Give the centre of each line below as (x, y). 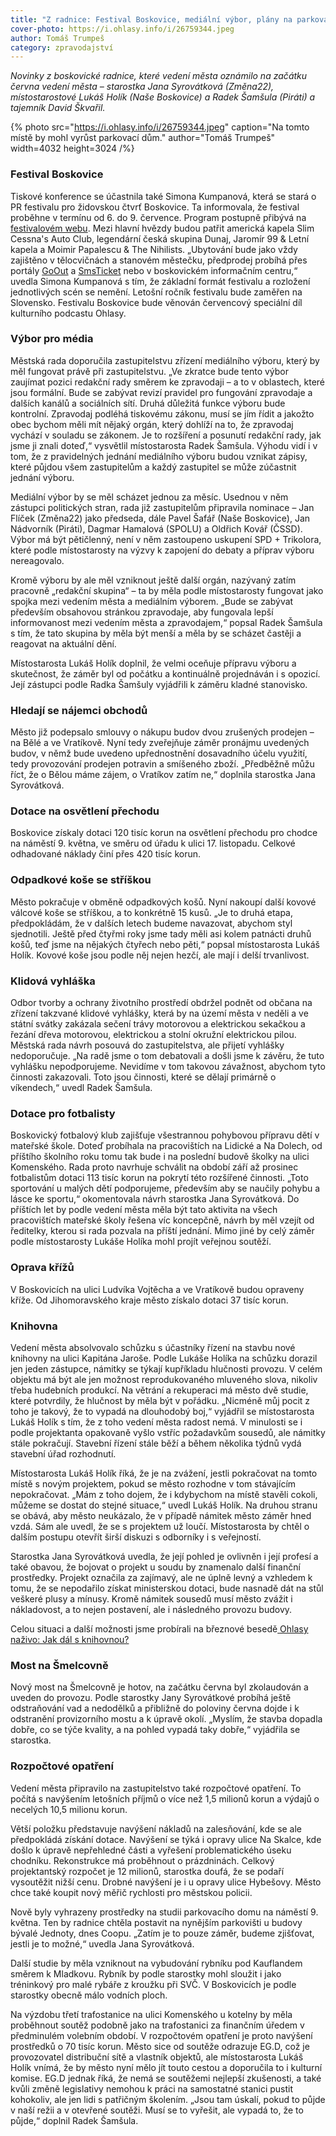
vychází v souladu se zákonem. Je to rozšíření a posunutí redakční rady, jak (166, 435)
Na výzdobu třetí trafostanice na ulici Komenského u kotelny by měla (151, 2014)
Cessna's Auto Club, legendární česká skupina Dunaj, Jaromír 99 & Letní (160, 238)
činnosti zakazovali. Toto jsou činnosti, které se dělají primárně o (143, 1077)
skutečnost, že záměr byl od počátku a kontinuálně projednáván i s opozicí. (165, 673)
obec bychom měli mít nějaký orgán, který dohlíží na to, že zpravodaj (152, 424)
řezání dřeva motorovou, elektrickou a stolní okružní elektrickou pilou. (153, 1035)
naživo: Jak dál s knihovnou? (70, 1639)
